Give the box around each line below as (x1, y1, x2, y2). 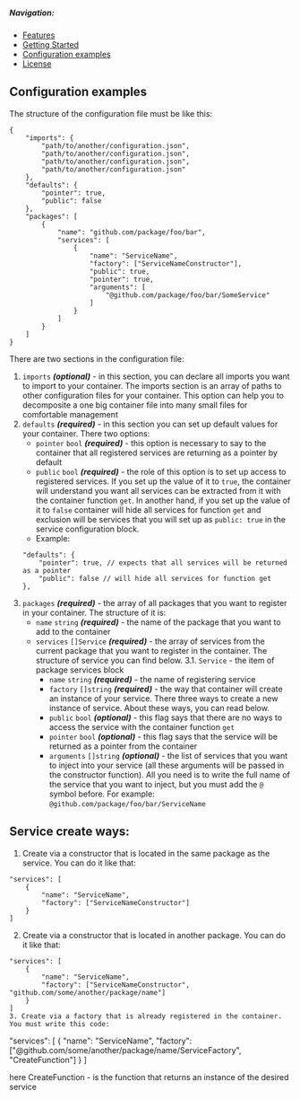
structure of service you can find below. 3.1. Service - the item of (35, 655, 275, 665)
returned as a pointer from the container (48, 741, 198, 752)
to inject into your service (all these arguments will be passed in (48, 760, 285, 770)
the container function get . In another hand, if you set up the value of (35, 495, 291, 506)
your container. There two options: (21, 427, 150, 439)
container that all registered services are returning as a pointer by (35, 447, 278, 458)
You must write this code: (9, 1019, 110, 1028)
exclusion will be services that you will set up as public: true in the (35, 514, 287, 524)
